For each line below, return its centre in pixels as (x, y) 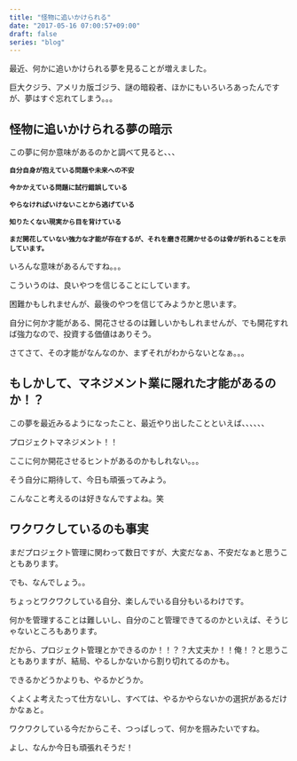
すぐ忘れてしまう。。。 (78, 98)
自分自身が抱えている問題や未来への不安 (72, 171)
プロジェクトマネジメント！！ (63, 442)
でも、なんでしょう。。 (50, 582)
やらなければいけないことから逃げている (72, 205)
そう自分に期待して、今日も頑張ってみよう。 (90, 479)
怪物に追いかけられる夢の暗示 (91, 129)
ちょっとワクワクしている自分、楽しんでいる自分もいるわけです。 (129, 600)
